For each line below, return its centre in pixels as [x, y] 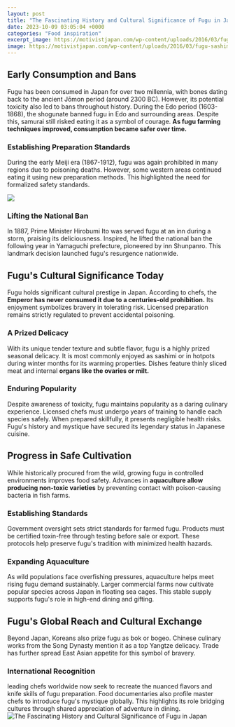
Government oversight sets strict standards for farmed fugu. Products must [116, 528]
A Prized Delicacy [38, 333]
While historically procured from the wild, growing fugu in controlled [106, 473]
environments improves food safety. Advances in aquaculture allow [105, 480]
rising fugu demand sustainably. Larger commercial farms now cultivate [111, 584]
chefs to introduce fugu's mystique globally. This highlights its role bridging [116, 701]
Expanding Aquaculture [48, 562]
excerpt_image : [29, 40]
